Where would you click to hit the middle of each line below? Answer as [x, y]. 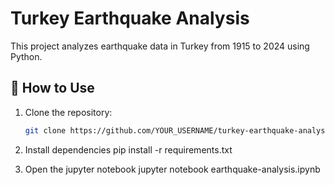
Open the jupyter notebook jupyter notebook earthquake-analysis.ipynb [172, 169]
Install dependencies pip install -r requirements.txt [128, 149]
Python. [26, 56]
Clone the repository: [68, 112]
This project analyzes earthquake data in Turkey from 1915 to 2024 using [160, 46]
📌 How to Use [52, 88]
